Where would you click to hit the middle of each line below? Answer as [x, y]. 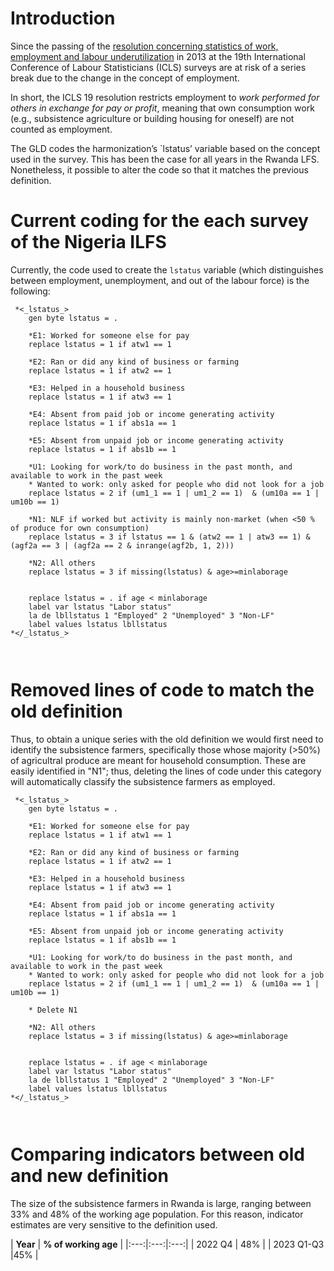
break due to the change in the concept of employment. [125, 78]
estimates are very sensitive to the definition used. [114, 1224]
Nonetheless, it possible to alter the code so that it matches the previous [159, 169]
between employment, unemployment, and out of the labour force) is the [160, 280]
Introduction [63, 18]
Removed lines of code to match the [162, 690]
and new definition [89, 1176]
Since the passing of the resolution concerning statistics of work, [144, 46]
